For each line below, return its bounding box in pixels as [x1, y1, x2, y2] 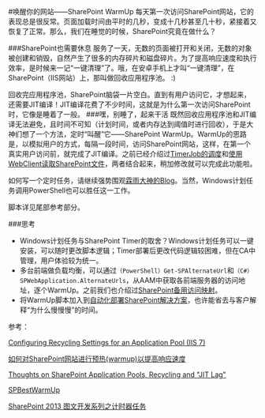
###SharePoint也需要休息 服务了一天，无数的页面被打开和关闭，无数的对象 [8, 43, 252, 53]
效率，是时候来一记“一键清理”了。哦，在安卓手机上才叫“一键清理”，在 [8, 63, 235, 73]
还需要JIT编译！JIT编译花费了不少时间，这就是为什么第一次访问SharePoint [8, 100, 251, 109]
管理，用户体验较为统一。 [19, 256, 103, 265]
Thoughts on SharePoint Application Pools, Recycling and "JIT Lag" [8, 370, 226, 379]
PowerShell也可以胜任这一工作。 [28, 186, 135, 195]
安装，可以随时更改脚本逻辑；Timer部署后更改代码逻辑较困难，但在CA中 [19, 246, 256, 255]
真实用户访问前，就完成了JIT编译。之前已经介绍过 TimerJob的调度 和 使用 [8, 149, 243, 158]
